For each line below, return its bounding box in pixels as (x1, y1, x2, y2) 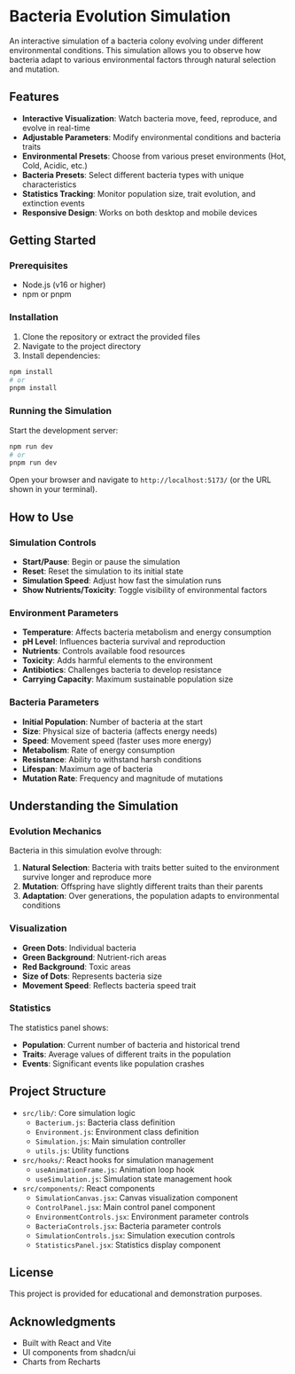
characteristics (21, 179, 77, 190)
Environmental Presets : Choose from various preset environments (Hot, (21, 151, 286, 161)
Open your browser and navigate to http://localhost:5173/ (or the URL (9, 474, 272, 485)
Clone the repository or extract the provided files (21, 331, 201, 342)
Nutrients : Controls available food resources (21, 645, 186, 657)
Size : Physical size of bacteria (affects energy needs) (21, 725, 218, 737)
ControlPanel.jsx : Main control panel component (35, 1201, 215, 1212)
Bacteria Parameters (9, 696, 99, 708)
